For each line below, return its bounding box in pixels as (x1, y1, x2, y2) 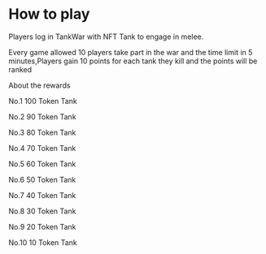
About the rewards (8, 80, 71, 90)
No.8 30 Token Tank (8, 206, 76, 216)
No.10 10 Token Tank (8, 237, 77, 248)
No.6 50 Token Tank (8, 174, 76, 184)
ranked (8, 64, 33, 74)
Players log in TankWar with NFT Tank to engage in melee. (8, 32, 204, 41)
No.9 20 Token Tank (8, 222, 76, 231)
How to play (8, 5, 90, 24)
